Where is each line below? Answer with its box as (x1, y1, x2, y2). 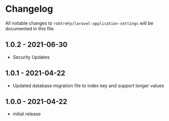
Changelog (5, 3, 53, 15)
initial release (12, 111, 41, 117)
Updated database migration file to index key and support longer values (12, 83, 164, 89)
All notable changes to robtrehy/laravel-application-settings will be (5, 20, 154, 26)
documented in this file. (5, 25, 55, 31)
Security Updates (12, 54, 50, 60)
